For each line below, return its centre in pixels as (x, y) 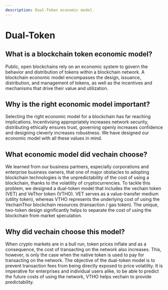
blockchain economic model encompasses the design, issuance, (73, 77)
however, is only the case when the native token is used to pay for (75, 255)
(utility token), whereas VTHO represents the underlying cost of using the (82, 199)
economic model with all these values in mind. (54, 138)
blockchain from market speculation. (44, 216)
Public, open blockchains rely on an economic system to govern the (77, 66)
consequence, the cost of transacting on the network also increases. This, (83, 250)
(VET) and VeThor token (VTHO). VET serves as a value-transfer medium (82, 194)
